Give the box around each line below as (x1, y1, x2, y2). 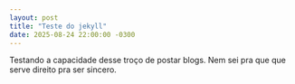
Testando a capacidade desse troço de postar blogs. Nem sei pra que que (9, 55, 287, 66)
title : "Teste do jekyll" (9, 22, 107, 31)
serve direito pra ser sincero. (9, 64, 118, 75)
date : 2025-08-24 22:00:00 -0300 (9, 30, 136, 39)
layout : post (9, 13, 59, 23)
